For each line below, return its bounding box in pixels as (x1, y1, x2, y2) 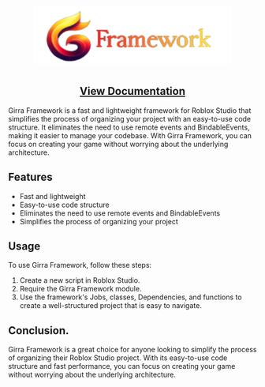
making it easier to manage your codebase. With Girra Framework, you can (8, 130, 252, 140)
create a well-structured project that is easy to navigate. (19, 301, 203, 310)
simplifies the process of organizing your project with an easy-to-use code (8, 114, 252, 123)
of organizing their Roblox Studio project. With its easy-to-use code (8, 353, 228, 363)
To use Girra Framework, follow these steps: (8, 261, 152, 270)
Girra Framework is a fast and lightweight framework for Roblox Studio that (8, 105, 252, 115)
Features (8, 171, 53, 184)
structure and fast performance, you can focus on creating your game (8, 362, 236, 371)
